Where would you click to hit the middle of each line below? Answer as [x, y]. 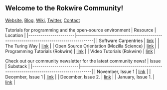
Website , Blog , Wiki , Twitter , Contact [43, 20]
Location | [15, 35]
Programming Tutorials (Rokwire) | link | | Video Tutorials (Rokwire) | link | [81, 51]
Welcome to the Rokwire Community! [64, 8]
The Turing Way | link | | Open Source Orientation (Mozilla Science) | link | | [82, 46]
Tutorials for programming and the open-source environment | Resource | [81, 30]
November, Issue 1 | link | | [124, 71]
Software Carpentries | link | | [129, 40]
